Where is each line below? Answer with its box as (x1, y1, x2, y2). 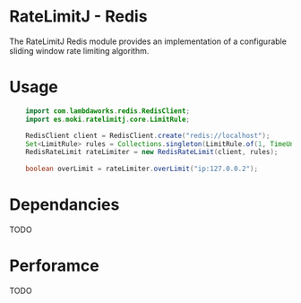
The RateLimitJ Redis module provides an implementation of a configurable (9, 36, 287, 47)
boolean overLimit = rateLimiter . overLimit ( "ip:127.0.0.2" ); (25, 164, 258, 174)
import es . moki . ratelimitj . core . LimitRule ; (25, 115, 191, 124)
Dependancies (9, 195, 120, 215)
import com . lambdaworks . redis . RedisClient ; (25, 106, 191, 116)
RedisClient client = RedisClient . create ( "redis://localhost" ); (25, 131, 271, 140)
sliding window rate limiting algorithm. (9, 45, 150, 56)
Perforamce (9, 255, 100, 276)
